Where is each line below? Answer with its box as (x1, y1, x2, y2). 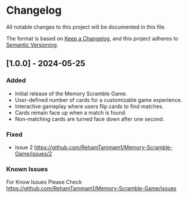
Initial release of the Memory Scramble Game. (14, 90, 128, 97)
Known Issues (6, 165, 48, 173)
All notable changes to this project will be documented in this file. (6, 23, 167, 30)
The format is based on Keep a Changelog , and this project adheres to (6, 35, 178, 42)
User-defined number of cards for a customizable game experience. (14, 96, 183, 103)
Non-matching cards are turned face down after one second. (14, 115, 165, 122)
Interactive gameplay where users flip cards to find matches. (14, 103, 164, 110)
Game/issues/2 (14, 150, 52, 157)
